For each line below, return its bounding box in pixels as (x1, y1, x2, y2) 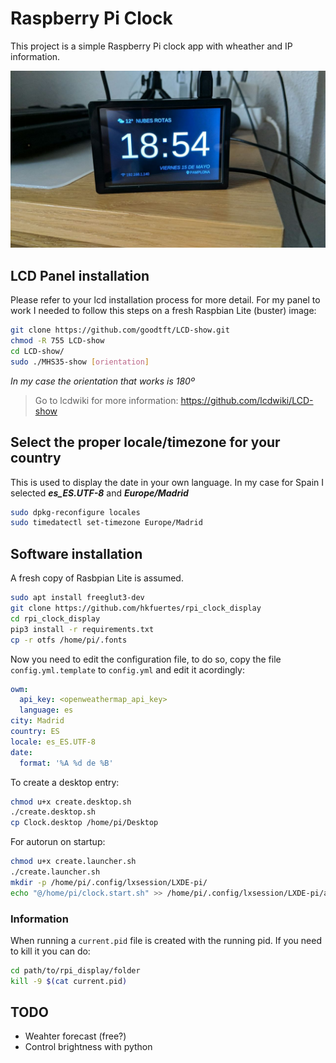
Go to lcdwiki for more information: (34, 394, 179, 406)
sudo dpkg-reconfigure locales (10, 507, 141, 517)
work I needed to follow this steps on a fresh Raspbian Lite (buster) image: (10, 305, 317, 317)
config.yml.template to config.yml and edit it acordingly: (10, 663, 245, 676)
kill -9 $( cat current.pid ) (10, 976, 128, 986)
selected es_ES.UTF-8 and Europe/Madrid (10, 487, 189, 499)
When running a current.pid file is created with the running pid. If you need (10, 934, 322, 946)
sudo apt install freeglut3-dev (10, 593, 145, 603)
